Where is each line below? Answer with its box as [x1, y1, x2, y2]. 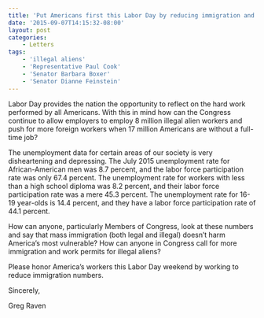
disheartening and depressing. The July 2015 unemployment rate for [8, 156, 230, 165]
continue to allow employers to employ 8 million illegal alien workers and [8, 116, 243, 125]
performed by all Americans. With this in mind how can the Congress [8, 107, 232, 116]
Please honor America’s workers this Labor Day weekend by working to [8, 261, 240, 272]
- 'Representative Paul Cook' [22, 63, 122, 71]
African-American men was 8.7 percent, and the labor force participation [8, 165, 244, 174]
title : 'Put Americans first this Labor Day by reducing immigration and [8, 11, 255, 20]
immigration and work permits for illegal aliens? [8, 246, 161, 256]
